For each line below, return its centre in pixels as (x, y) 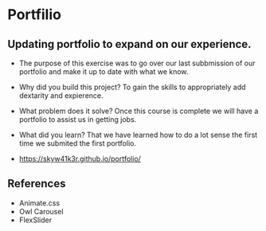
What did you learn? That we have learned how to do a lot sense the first (138, 135)
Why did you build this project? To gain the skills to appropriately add (132, 87)
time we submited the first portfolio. (78, 143)
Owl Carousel (41, 211)
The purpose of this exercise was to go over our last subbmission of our (137, 63)
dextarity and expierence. (61, 96)
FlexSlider (35, 220)
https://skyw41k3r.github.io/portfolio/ (80, 159)
